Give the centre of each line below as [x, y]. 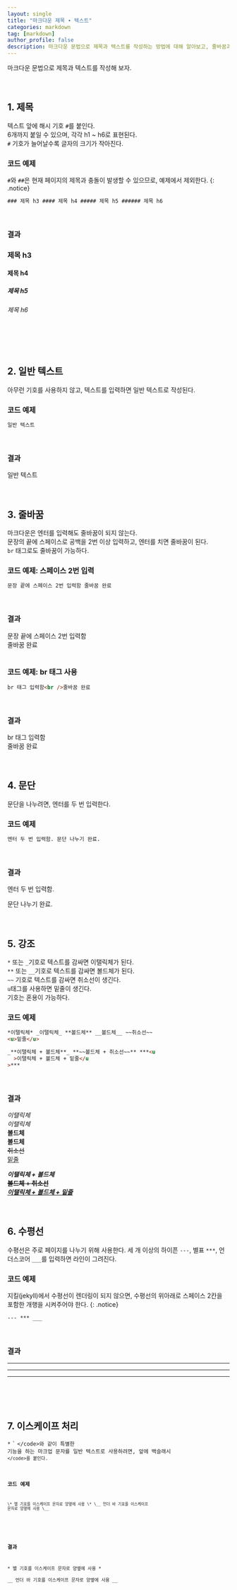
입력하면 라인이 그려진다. [83, 1259]
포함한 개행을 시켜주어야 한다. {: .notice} [63, 1305]
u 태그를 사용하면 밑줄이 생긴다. [49, 989]
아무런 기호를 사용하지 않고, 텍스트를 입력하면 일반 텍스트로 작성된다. [101, 389]
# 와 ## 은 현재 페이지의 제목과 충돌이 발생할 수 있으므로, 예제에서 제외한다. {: [111, 181]
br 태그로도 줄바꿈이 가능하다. [48, 551]
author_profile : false [41, 40]
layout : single [30, 14]
